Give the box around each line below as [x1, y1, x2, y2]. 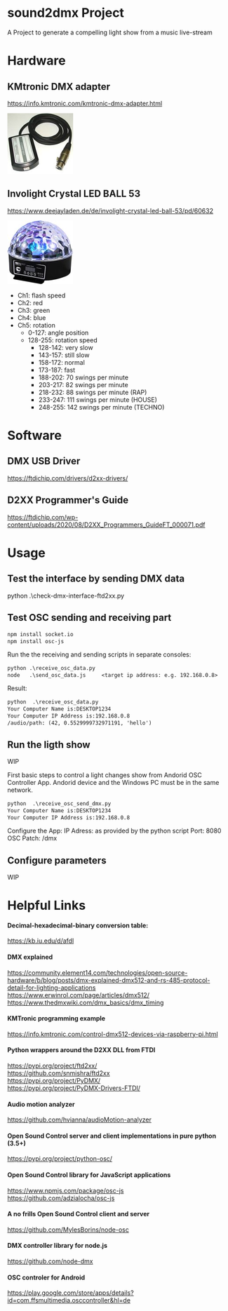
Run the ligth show [7, 739, 90, 751]
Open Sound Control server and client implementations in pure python [7, 1131, 216, 1140]
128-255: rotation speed [27, 335, 98, 344]
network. [7, 786, 34, 794]
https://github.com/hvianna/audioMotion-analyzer [7, 1115, 152, 1124]
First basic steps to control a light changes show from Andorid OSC [7, 771, 202, 779]
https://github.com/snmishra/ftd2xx [7, 1069, 110, 1077]
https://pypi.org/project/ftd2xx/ [7, 1061, 98, 1070]
